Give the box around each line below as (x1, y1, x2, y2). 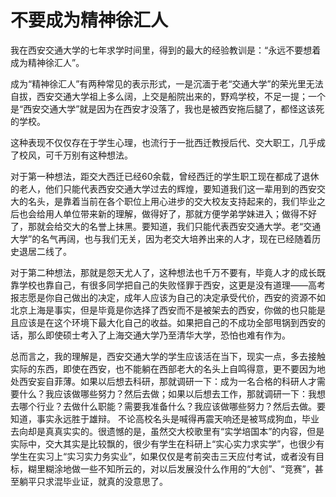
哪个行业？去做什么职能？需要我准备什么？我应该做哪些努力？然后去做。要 (18, 400, 326, 412)
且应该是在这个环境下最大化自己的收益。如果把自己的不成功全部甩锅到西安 (10, 316, 317, 328)
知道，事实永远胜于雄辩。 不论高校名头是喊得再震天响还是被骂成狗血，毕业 (10, 412, 320, 425)
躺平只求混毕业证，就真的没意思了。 (18, 475, 168, 487)
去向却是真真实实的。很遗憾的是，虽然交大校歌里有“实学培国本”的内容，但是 (10, 425, 325, 437)
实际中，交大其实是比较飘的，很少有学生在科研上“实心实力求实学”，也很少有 (10, 437, 325, 450)
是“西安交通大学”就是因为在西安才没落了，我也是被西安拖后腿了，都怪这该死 (10, 102, 325, 115)
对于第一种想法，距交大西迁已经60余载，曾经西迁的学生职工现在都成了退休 (10, 170, 320, 182)
